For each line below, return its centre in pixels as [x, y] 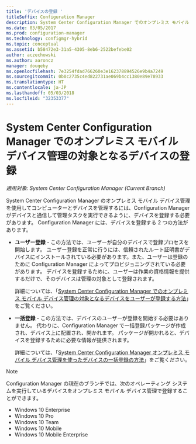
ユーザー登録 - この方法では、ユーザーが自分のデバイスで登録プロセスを [102, 242]
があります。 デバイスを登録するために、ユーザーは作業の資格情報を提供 [102, 271]
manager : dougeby [27, 66]
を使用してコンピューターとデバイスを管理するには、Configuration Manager [98, 207]
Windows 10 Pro [34, 416]
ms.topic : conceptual [32, 44]
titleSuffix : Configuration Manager [51, 17]
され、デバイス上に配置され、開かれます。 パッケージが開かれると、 [97, 332]
